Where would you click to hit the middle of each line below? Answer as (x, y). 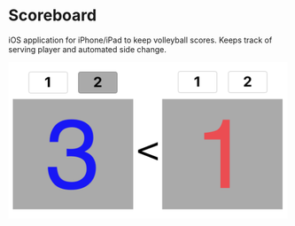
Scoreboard (53, 16)
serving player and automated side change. (88, 49)
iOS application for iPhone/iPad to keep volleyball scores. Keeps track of (140, 40)
